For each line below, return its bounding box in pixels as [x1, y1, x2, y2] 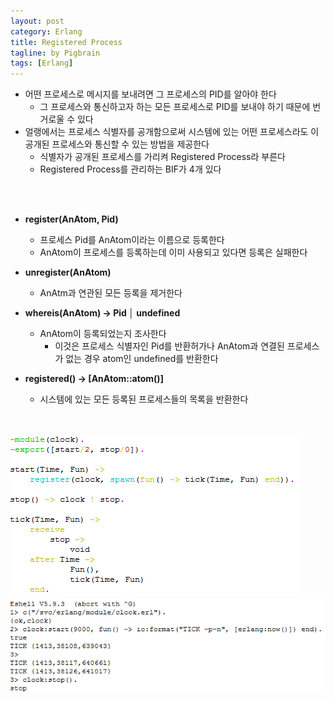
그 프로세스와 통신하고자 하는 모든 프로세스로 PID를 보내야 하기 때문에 [39, 101, 311, 113]
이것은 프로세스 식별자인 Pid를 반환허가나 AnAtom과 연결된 [54, 340, 285, 352]
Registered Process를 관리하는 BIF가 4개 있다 [39, 163, 222, 175]
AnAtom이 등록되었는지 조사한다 [39, 328, 167, 340]
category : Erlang [10, 26, 83, 37]
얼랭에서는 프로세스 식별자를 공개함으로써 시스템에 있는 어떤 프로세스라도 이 [24, 126, 320, 138]
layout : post [10, 16, 65, 26]
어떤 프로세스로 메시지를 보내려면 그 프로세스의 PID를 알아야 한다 [24, 88, 277, 100]
